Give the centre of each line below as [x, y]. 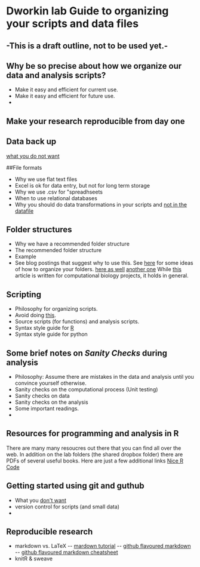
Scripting [24, 294]
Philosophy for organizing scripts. [56, 309]
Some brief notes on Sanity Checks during [87, 353]
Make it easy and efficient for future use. [65, 96]
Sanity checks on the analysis [51, 402]
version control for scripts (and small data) [67, 507]
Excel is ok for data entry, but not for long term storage [82, 185]
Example [26, 257]
